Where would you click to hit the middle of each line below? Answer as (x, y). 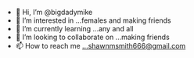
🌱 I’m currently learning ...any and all (74, 29)
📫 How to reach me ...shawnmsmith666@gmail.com (101, 46)
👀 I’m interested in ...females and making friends (93, 20)
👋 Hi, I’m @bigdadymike (54, 12)
